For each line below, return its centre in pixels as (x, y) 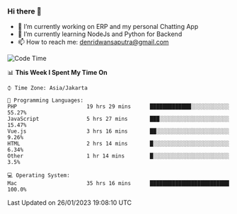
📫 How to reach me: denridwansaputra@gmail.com (93, 42)
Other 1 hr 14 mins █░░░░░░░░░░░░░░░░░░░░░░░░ (118, 156)
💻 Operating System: (39, 176)
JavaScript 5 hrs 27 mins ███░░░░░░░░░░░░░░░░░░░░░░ (118, 119)
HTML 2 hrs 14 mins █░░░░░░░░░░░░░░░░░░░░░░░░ (118, 144)
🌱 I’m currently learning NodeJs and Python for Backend (100, 34)
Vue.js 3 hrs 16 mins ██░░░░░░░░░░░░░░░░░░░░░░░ (118, 131)
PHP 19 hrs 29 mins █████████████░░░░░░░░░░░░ (118, 107)
